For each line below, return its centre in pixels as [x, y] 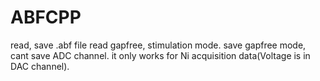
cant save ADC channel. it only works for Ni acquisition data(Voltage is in [160, 55]
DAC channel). [40, 66]
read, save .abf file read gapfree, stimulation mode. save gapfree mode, [158, 45]
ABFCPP [46, 17]
